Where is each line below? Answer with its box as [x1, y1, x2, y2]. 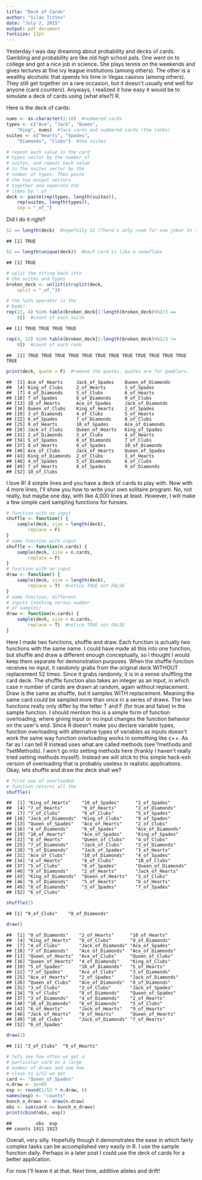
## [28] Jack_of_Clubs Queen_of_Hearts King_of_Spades [6, 427, 163, 433]
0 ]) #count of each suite [17, 315, 85, 321]
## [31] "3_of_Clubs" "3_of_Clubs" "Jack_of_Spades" [6, 985, 173, 991]
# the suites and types [6, 276, 66, 282]
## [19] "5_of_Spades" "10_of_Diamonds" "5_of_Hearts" [6, 964, 165, 970]
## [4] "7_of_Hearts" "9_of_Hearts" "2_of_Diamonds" [6, 805, 176, 811]
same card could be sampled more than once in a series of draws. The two [6, 696, 192, 703]
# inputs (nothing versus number [6, 599, 90, 605]
